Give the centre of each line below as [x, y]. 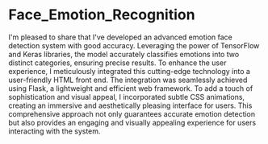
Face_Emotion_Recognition [102, 15]
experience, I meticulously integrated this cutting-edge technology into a [129, 71]
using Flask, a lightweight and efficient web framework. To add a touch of [131, 88]
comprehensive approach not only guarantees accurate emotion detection [132, 113]
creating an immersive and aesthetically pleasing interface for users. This [130, 105]
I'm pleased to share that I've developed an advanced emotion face [120, 37]
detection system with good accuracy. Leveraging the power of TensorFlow [134, 45]
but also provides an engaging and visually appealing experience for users [132, 122]
